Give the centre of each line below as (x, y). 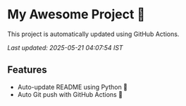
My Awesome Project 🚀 (76, 14)
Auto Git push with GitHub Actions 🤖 (70, 94)
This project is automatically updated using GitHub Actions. (93, 34)
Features (27, 70)
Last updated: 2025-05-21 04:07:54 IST (65, 47)
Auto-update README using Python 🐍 (73, 87)
